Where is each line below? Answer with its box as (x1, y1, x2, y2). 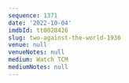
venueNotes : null (8, 48, 65, 56)
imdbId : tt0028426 (8, 26, 68, 34)
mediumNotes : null (8, 63, 68, 71)
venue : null (8, 41, 47, 49)
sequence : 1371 (8, 11, 58, 20)
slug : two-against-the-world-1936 (8, 33, 122, 42)
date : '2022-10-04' (8, 19, 72, 27)
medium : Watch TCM (8, 56, 68, 64)
